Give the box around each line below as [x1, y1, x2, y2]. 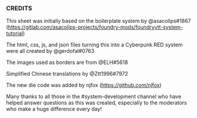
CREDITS [6, 4, 32, 12]
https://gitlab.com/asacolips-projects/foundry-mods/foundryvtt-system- [8, 23, 184, 31]
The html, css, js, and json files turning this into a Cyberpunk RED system [6, 41, 183, 48]
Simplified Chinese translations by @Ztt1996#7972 [6, 70, 128, 77]
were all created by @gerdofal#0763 [6, 48, 95, 55]
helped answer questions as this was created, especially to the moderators [6, 99, 188, 106]
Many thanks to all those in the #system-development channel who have [6, 93, 182, 100]
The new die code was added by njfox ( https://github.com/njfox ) [6, 82, 162, 89]
